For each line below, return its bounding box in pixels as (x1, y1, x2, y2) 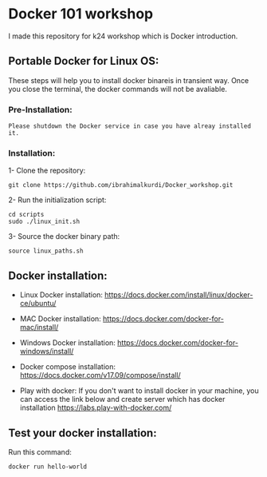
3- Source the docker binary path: (8, 232, 120, 241)
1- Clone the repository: (8, 165, 86, 176)
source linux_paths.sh (8, 247, 84, 256)
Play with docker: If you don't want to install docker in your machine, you (19, 386, 259, 396)
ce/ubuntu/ (19, 299, 57, 308)
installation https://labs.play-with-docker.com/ (19, 403, 172, 412)
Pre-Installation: (8, 104, 73, 115)
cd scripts (8, 211, 45, 219)
